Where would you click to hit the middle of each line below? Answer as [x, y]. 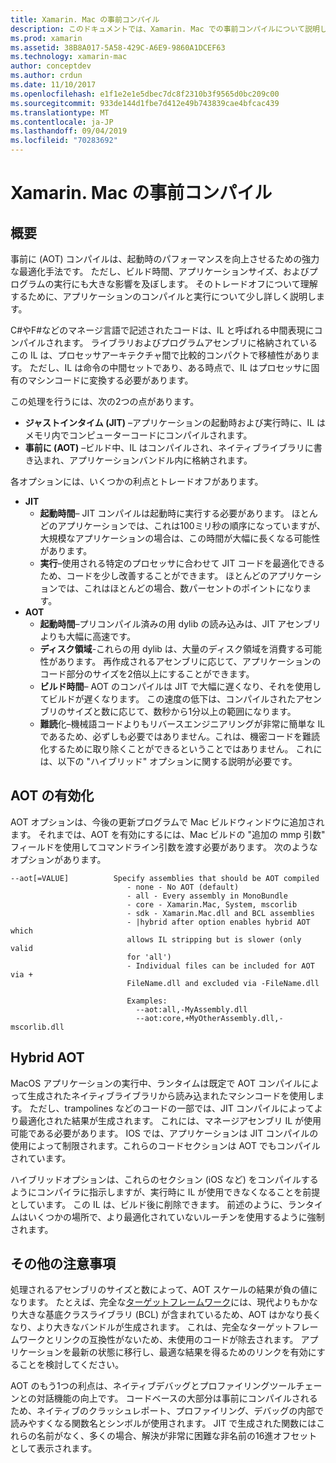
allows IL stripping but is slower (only [214, 939]
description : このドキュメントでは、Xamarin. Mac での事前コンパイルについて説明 [165, 29]
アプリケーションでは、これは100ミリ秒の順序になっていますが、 [191, 525]
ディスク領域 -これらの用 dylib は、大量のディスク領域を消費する [172, 649]
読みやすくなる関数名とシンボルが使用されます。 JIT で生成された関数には [163, 1423]
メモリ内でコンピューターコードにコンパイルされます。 [138, 435]
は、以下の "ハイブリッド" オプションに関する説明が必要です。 [168, 761]
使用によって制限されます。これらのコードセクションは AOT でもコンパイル [165, 1145]
